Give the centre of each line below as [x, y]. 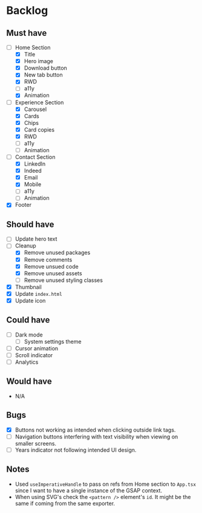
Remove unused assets [53, 273]
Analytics [27, 362]
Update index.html [38, 293]
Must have [27, 33]
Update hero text [36, 239]
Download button [46, 68]
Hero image [38, 61]
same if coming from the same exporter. [65, 503]
